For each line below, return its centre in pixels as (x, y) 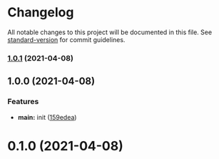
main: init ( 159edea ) (47, 117)
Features (23, 102)
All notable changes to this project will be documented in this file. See (110, 32)
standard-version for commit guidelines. (66, 39)
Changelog (41, 12)
